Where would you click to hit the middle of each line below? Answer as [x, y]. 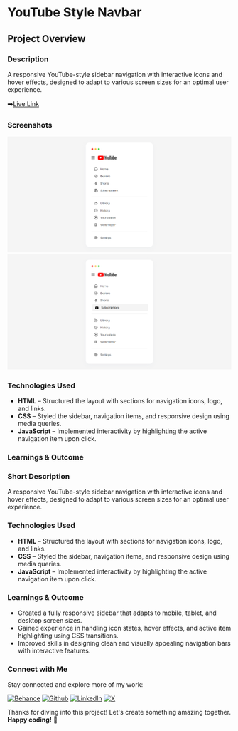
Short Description [39, 477]
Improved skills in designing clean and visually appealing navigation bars [124, 643]
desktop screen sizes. [50, 621]
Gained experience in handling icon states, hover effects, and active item [124, 628]
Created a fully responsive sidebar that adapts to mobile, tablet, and [117, 613]
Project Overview [47, 39]
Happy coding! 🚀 [33, 720]
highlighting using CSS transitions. [68, 636]
